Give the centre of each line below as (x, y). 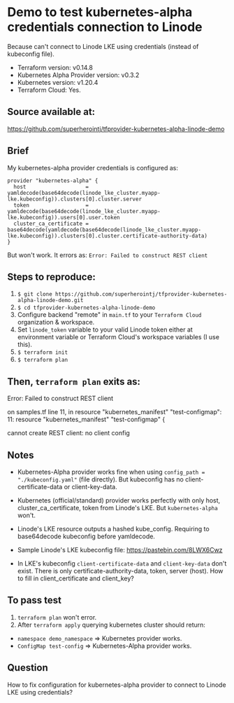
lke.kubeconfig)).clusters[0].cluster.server (74, 199)
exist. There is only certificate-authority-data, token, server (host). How (120, 571)
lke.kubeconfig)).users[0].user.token (64, 217)
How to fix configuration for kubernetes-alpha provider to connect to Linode (117, 685)
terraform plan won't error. (57, 617)
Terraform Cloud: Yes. (49, 90)
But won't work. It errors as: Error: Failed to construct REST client (108, 255)
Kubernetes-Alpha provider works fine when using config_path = (111, 472)
